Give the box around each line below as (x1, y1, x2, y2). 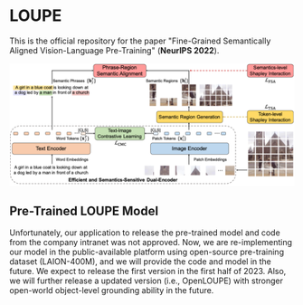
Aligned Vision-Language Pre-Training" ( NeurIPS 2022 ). (9, 44, 220, 55)
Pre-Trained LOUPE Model (9, 203, 159, 218)
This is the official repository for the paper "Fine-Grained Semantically (9, 35, 271, 46)
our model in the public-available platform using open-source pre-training (9, 246, 285, 258)
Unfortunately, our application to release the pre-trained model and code (9, 227, 280, 238)
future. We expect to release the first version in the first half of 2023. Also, (9, 266, 287, 277)
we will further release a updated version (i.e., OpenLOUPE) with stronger (9, 275, 283, 286)
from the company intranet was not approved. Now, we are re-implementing (9, 237, 292, 248)
